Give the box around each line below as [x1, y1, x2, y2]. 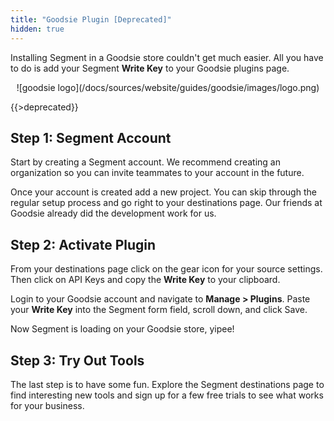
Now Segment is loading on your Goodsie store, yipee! [10, 323, 235, 335]
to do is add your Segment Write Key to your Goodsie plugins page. [10, 62, 290, 74]
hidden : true [10, 24, 65, 34]
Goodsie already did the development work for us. [10, 207, 217, 220]
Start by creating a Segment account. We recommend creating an [10, 156, 282, 168]
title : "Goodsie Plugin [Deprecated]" [10, 14, 172, 25]
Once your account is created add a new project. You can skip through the [10, 186, 317, 198]
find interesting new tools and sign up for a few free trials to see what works [10, 389, 324, 401]
